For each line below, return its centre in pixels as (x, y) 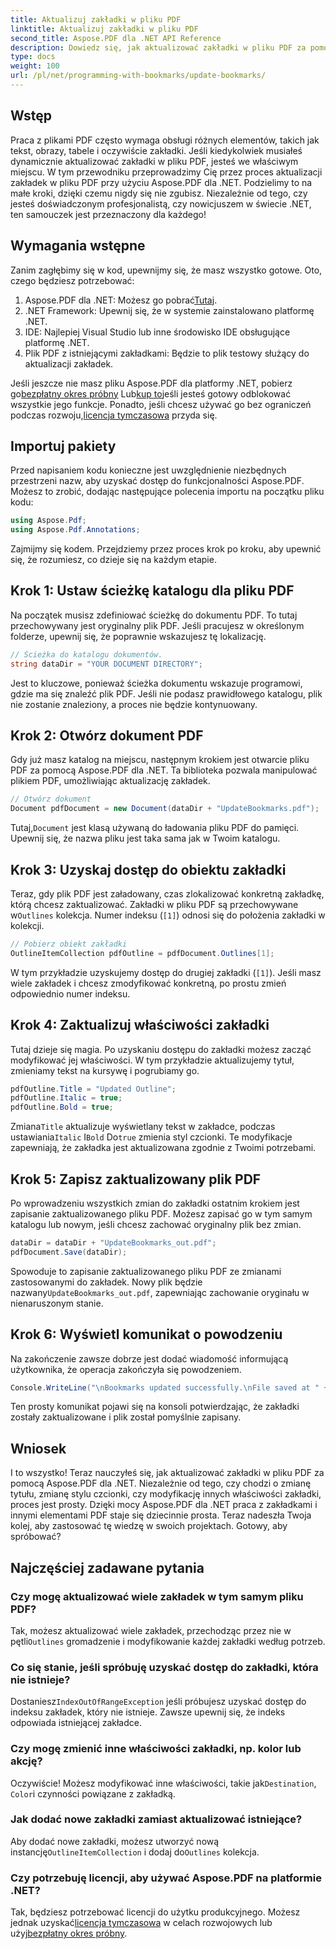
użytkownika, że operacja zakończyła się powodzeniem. (126, 1369)
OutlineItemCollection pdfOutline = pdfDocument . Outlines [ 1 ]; (142, 953)
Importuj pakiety (63, 446)
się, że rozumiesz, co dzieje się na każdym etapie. (113, 560)
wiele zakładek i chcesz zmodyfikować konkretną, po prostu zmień (148, 983)
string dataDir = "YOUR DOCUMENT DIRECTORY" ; (106, 664)
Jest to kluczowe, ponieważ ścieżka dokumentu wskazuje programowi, (156, 683)
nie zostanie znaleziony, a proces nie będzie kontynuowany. (134, 704)
